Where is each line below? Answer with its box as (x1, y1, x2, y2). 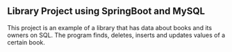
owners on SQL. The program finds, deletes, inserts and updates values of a (7, 31, 226, 39)
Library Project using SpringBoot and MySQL (7, 5, 206, 17)
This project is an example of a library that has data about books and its (7, 23, 213, 31)
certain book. (7, 38, 45, 47)
